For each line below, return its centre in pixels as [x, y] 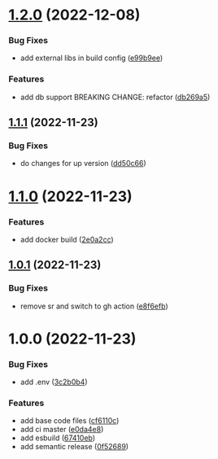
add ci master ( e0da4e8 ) [62, 430]
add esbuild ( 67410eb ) [58, 438]
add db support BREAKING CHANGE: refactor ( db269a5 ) [115, 97]
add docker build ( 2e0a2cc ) [67, 239]
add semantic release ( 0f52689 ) [74, 447]
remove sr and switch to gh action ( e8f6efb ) [94, 306]
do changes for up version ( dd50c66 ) [83, 164]
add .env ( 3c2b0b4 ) [54, 382]
